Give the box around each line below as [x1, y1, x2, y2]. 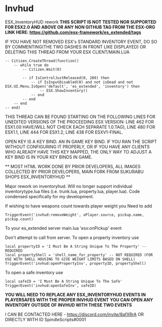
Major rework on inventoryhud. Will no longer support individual [5, 183, 132, 189]
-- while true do [14, 63, 49, 68]
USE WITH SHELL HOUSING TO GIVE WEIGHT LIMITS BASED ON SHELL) [5, 257, 136, 261]
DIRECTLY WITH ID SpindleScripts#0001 [5, 316, 86, 322]
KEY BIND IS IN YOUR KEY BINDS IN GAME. [5, 154, 93, 160]
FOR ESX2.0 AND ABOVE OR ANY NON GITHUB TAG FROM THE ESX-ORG [5, 24, 155, 30]
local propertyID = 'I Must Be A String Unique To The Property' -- [5, 244, 146, 249]
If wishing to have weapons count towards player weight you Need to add [5, 203, 152, 209]
